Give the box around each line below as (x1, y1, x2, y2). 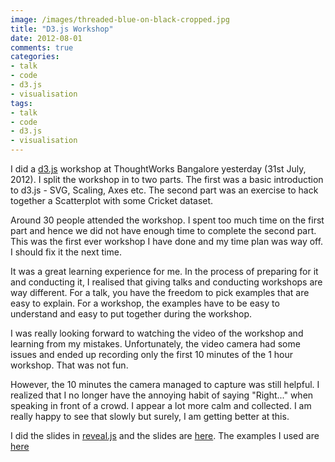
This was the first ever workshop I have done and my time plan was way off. (10, 236, 324, 247)
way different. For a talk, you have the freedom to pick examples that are (10, 287, 310, 298)
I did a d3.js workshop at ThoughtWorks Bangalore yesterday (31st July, (10, 163, 307, 175)
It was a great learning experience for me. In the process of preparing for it (10, 266, 319, 277)
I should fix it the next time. (10, 246, 122, 258)
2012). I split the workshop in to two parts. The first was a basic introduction (10, 174, 324, 185)
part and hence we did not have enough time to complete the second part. (10, 225, 317, 236)
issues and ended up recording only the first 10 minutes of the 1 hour (10, 349, 293, 360)
